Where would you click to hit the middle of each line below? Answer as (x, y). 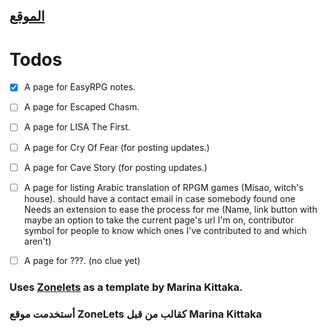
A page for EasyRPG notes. (79, 87)
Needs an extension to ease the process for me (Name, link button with (170, 209)
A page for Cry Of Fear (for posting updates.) (117, 147)
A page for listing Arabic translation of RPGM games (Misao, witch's (163, 187)
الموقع (27, 16)
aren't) (37, 241)
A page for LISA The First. (77, 127)
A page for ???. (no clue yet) (82, 260)
